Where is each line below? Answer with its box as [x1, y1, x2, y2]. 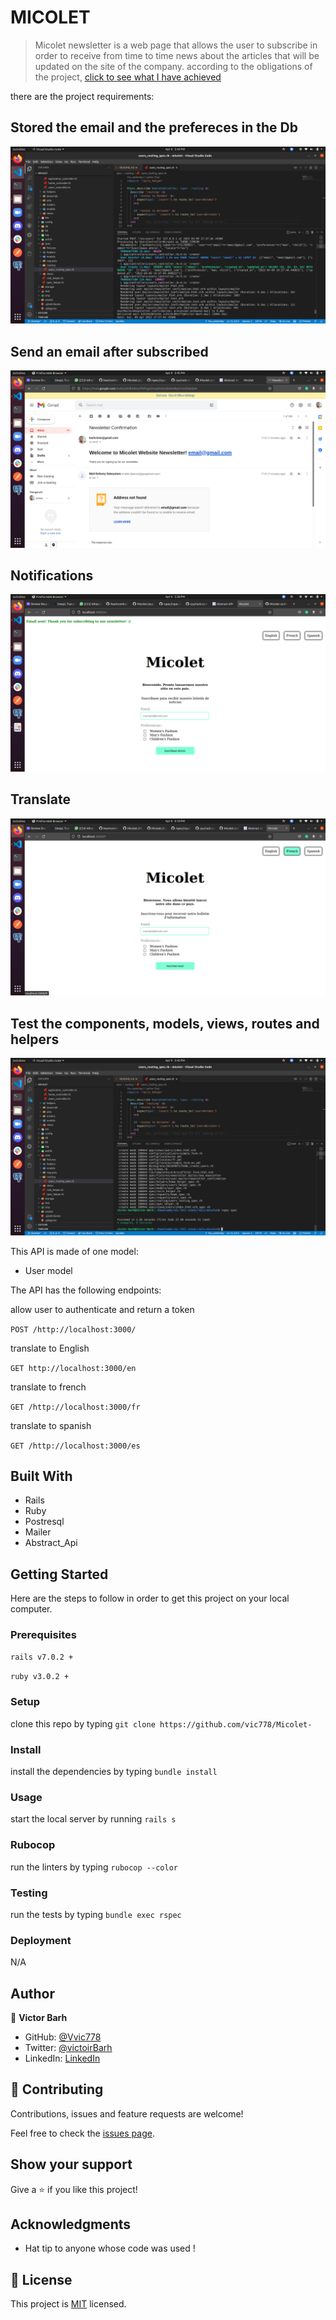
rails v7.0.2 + [10, 1652, 74, 1663]
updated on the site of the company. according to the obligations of [34, 60, 313, 72]
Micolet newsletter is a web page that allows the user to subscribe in [34, 39, 318, 51]
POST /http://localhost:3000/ [10, 1324, 137, 1335]
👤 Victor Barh [10, 2012, 68, 2024]
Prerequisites [10, 1628, 77, 1642]
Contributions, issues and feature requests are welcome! [10, 2107, 244, 2120]
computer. [10, 1603, 53, 1615]
